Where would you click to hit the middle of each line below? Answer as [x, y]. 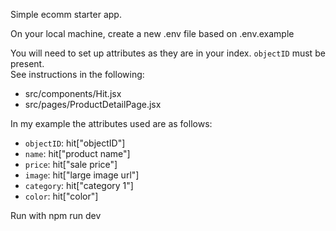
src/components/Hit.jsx [73, 93]
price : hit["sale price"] [71, 164]
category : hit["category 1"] [79, 185]
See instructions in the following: [77, 74]
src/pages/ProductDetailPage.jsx [93, 104]
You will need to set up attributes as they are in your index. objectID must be [168, 53]
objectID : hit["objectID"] [75, 143]
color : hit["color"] [61, 196]
